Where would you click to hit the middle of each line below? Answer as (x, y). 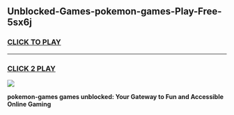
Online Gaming (29, 104)
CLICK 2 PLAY (31, 68)
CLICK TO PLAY (34, 43)
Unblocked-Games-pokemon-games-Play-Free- (115, 11)
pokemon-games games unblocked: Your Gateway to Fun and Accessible (116, 96)
